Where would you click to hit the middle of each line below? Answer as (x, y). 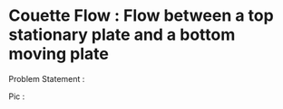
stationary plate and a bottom (122, 35)
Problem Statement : (47, 78)
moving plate (59, 54)
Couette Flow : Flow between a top (141, 16)
